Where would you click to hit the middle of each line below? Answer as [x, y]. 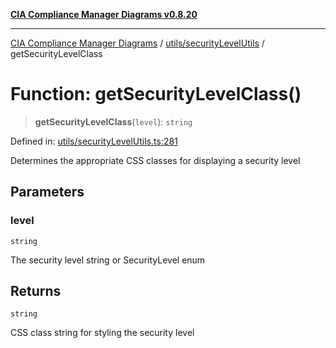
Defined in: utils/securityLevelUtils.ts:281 [94, 141]
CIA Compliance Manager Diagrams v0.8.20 [104, 14]
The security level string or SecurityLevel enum [108, 260]
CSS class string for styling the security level [102, 333]
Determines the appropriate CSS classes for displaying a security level [155, 160]
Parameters [47, 192]
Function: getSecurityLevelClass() [156, 94]
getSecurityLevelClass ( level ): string [113, 121]
